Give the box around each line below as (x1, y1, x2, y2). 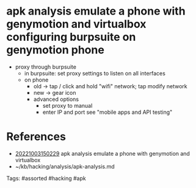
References (6, 130, 66, 144)
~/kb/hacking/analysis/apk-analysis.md (15, 162, 115, 170)
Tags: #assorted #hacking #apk (6, 175, 87, 182)
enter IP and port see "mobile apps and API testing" (42, 108, 173, 116)
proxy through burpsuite (15, 63, 76, 71)
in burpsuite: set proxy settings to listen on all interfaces (24, 69, 166, 77)
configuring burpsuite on (6, 30, 136, 44)
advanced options (33, 96, 79, 103)
